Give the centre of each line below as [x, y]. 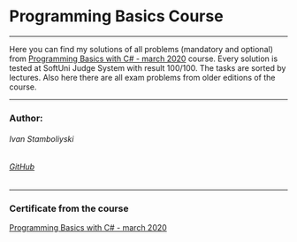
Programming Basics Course [116, 16]
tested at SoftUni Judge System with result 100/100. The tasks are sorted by [148, 67]
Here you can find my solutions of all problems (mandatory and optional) [141, 49]
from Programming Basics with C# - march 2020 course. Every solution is [144, 59]
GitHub [22, 167]
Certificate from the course [69, 208]
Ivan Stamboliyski [42, 139]
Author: [26, 118]
